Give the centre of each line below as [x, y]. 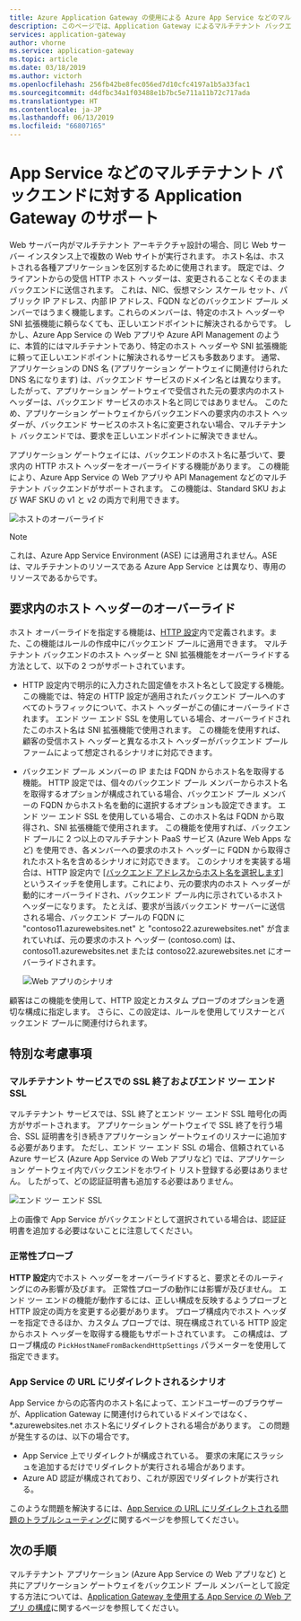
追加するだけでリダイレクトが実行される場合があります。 [144, 1467]
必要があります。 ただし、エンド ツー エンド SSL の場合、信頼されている [150, 1148]
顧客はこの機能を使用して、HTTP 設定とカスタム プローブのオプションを [143, 1000]
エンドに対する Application [142, 196]
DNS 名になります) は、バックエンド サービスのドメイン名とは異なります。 [148, 379]
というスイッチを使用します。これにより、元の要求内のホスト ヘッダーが [156, 883]
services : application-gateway [68, 34]
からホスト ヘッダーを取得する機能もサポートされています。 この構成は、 [145, 1334]
